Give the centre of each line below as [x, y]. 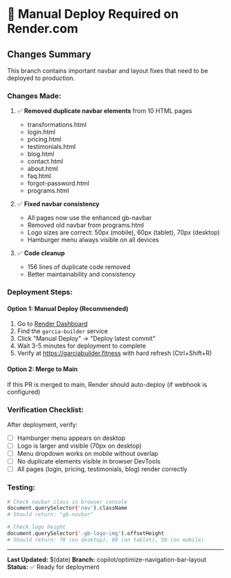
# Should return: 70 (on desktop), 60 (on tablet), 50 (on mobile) [106, 540]
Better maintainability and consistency [81, 275]
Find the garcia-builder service [62, 331]
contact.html [45, 161]
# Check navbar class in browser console [67, 502]
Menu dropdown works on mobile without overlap [87, 454]
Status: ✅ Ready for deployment [53, 567]
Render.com [43, 29]
